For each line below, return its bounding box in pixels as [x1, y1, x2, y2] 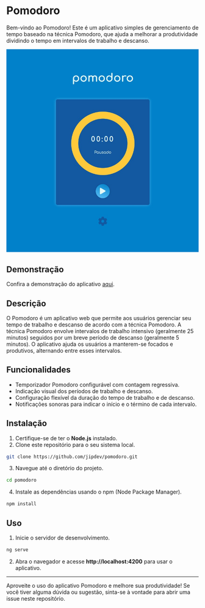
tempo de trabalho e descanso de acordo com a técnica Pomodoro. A [6, 321, 182, 328]
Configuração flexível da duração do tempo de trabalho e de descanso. [15, 394, 195, 401]
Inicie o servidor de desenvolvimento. [15, 534, 110, 542]
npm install [6, 501, 37, 507]
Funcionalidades [6, 365, 71, 375]
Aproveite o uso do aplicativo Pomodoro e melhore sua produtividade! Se [6, 582, 190, 589]
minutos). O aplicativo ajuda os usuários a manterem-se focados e [6, 340, 174, 348]
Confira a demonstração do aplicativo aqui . [6, 280, 115, 288]
